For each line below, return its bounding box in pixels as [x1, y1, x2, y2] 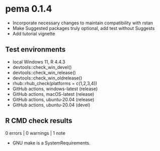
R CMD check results [5, 117, 73, 125]
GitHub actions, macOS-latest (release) [12, 91, 94, 97]
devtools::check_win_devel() [12, 64, 72, 70]
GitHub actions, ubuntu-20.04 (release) [12, 96, 94, 102]
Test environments [5, 45, 66, 54]
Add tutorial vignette [12, 30, 56, 36]
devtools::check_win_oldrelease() [12, 74, 82, 81]
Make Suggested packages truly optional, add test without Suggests [12, 25, 155, 31]
